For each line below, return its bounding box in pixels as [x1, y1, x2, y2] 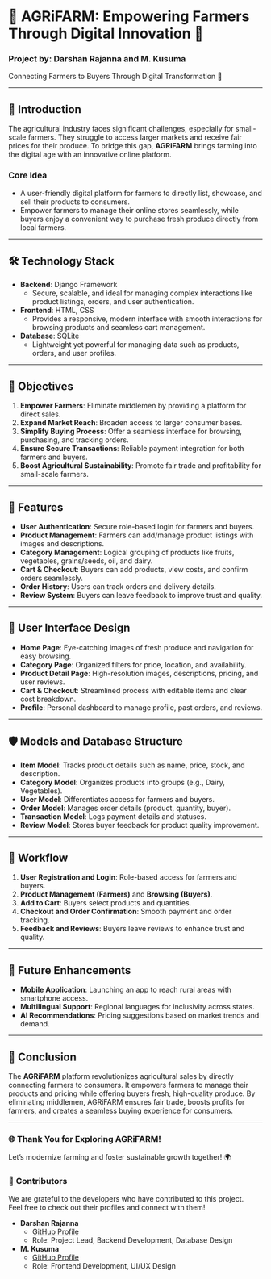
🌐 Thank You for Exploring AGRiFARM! [8, 1134, 161, 1145]
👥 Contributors [8, 1176, 68, 1187]
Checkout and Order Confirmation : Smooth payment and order [19, 907, 232, 917]
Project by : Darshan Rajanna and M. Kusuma [8, 53, 186, 65]
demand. [19, 1019, 50, 1029]
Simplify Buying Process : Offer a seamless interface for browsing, [19, 427, 242, 437]
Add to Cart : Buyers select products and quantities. [19, 898, 192, 908]
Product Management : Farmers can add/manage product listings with [19, 530, 254, 540]
